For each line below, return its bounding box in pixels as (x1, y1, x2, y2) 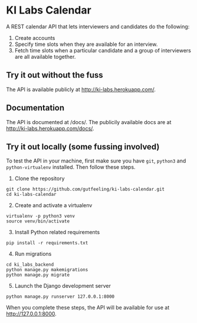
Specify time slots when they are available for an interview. (14, 41, 158, 48)
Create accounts (14, 34, 55, 41)
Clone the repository (14, 175, 65, 182)
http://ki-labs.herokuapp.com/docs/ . (6, 125, 94, 132)
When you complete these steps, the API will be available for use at (6, 304, 170, 311)
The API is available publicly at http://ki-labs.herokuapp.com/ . (6, 86, 156, 93)
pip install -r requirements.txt (6, 240, 88, 246)
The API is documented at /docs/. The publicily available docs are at (6, 118, 172, 125)
